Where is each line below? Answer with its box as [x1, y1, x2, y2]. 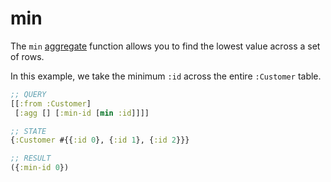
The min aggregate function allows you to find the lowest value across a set [10, 40, 321, 52]
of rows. [10, 50, 45, 62]
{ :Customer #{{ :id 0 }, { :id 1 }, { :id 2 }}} [10, 135, 190, 146]
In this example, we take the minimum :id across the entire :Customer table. [10, 70, 322, 82]
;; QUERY [10, 89, 47, 99]
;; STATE [10, 126, 47, 136]
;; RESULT [10, 153, 52, 164]
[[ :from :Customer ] [10, 98, 92, 109]
